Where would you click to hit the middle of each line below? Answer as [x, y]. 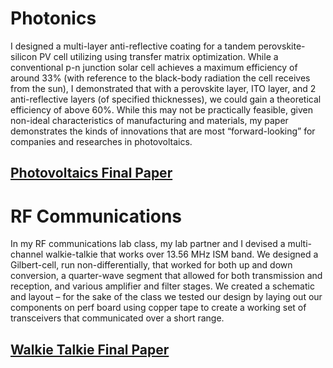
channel [27, 254]
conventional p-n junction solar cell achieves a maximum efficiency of [154, 67]
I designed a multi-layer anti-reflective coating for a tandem [133, 46]
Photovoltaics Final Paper [91, 173]
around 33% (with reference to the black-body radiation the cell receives [160, 78]
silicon [24, 56]
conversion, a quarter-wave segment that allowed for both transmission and [166, 276]
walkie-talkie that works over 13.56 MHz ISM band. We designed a [182, 254]
